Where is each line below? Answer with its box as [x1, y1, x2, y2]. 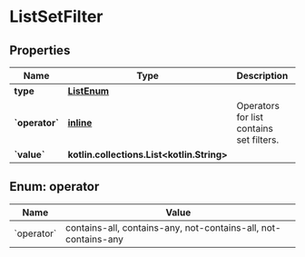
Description [236, 70, 289, 82]
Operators [236, 100, 280, 112]
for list [236, 111, 263, 124]
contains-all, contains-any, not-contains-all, [64, 221, 260, 233]
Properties [9, 43, 71, 58]
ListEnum [67, 84, 110, 97]
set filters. [236, 133, 280, 146]
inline [67, 116, 93, 129]
